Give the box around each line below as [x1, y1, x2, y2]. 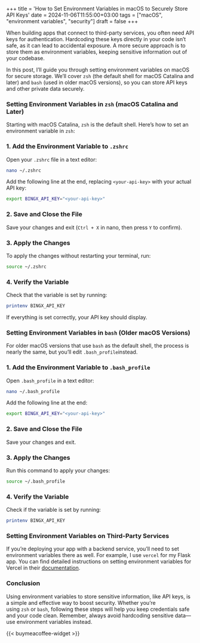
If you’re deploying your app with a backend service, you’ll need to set [6, 545, 179, 552]
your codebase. [6, 55, 45, 61]
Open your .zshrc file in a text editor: [6, 156, 97, 163]
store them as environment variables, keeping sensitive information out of [6, 48, 187, 55]
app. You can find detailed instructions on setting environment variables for [6, 558, 192, 565]
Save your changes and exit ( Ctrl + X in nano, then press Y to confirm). [6, 224, 182, 231]
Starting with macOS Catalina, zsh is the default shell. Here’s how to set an [6, 121, 189, 128]
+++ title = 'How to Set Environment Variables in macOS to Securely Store [6, 5, 188, 12]
